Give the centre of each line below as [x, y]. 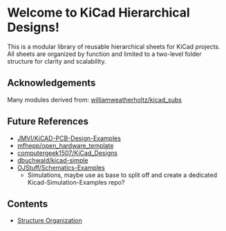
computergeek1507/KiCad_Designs [67, 153]
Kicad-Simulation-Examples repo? [76, 182]
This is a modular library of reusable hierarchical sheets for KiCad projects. [114, 46]
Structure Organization [49, 221]
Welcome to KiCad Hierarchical [98, 13]
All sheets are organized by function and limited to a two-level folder [104, 54]
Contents [28, 204]
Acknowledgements [51, 83]
